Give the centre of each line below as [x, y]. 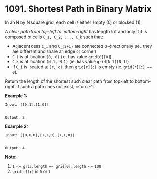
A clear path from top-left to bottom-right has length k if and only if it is [76, 31]
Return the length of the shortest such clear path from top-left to [70, 81]
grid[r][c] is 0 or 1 [31, 171]
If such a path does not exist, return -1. [55, 86]
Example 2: [16, 126]
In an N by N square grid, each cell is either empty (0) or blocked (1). [73, 22]
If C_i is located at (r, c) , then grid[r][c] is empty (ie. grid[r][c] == [82, 67]
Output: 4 [15, 148]
